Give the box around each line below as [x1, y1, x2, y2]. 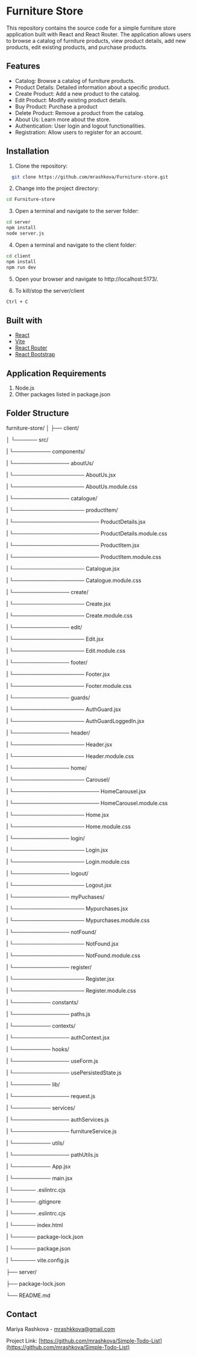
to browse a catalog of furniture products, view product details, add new [6, 37, 186, 44]
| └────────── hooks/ [6, 1045, 69, 1053]
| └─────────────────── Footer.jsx [6, 670, 110, 678]
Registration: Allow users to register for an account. [14, 128, 143, 136]
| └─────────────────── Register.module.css [6, 987, 137, 994]
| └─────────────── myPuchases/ [6, 893, 105, 900]
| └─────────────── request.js [6, 1092, 96, 1099]
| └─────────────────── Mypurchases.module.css [6, 917, 150, 924]
